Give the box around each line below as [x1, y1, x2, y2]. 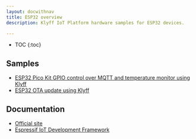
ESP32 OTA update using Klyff [14, 87, 90, 94]
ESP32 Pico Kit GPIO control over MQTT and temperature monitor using [14, 74, 190, 81]
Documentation [6, 104, 65, 114]
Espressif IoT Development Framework [14, 126, 110, 133]
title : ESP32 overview [6, 14, 62, 20]
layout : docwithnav [6, 8, 55, 15]
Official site [14, 120, 43, 127]
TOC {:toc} [14, 41, 42, 48]
